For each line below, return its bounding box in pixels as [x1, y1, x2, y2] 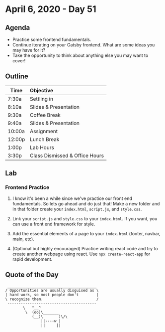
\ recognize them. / [5, 297, 99, 302]
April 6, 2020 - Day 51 [5, 3, 96, 15]
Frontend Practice [5, 184, 50, 191]
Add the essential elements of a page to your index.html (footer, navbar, [12, 230, 161, 236]
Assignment [29, 128, 58, 135]
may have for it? [12, 47, 46, 53]
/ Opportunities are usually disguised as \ [5, 288, 99, 293]
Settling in [29, 95, 54, 102]
